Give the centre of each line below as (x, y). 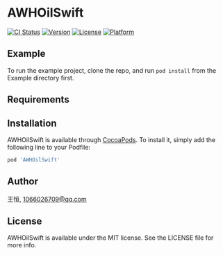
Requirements (38, 99)
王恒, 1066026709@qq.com (47, 199)
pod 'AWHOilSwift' (34, 160)
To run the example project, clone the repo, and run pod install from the (112, 70)
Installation (32, 123)
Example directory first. (41, 78)
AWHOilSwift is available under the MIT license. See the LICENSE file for (110, 238)
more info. (22, 245)
